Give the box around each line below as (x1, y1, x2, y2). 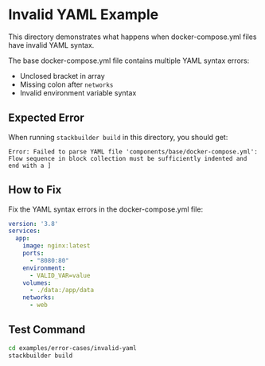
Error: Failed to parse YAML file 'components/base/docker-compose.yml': (8, 147, 259, 156)
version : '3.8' (8, 220, 59, 228)
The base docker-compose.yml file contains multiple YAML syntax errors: (8, 56, 250, 65)
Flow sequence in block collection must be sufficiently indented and (8, 154, 247, 162)
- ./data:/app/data (29, 286, 94, 294)
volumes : (22, 278, 52, 287)
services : (8, 227, 41, 236)
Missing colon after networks (19, 80, 114, 89)
